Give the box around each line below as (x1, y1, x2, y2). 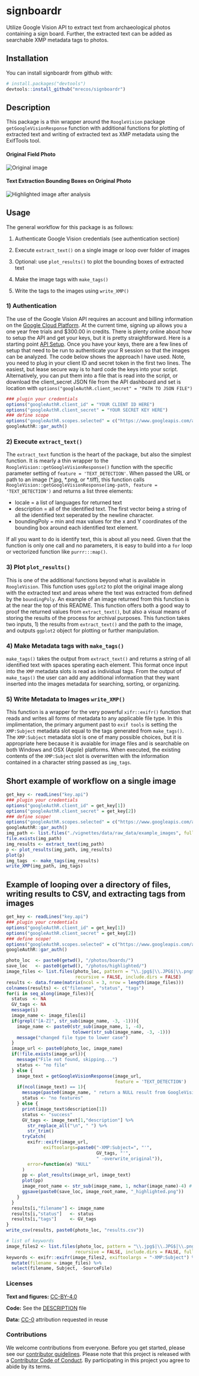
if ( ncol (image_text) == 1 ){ (17, 1084, 86, 1090)
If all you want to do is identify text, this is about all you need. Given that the (6, 536, 191, 543)
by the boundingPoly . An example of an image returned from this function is (6, 595, 190, 602)
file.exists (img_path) (6, 836, 62, 842)
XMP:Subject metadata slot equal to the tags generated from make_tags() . (6, 727, 184, 735)
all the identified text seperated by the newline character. (14, 512, 154, 519)
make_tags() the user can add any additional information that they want (6, 674, 179, 681)
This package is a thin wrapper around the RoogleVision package (6, 118, 165, 126)
